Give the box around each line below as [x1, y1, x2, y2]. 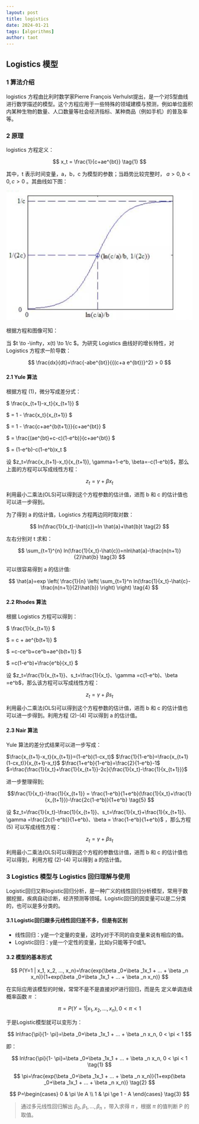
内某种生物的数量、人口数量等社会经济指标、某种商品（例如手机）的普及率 [6, 108, 188, 115]
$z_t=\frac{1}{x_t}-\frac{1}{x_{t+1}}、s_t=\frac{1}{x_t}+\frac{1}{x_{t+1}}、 [12, 808, 190, 815]
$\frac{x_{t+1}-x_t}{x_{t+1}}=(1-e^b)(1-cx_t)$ [6, 753, 114, 760]
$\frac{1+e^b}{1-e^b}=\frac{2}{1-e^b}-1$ [61, 759, 161, 766]
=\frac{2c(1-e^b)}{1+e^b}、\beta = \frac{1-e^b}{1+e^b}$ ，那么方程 [27, 816, 191, 823]
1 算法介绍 [6, 78, 35, 86]
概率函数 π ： [6, 993, 38, 1000]
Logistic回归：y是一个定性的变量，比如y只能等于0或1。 [14, 938, 149, 945]
